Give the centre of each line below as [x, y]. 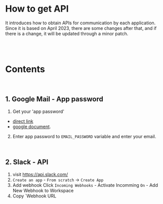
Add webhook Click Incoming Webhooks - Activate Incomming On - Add [85, 185]
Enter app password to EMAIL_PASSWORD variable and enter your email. [84, 136]
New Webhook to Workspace [43, 190]
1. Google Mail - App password [54, 99]
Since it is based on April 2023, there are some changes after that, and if [81, 28]
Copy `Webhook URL [34, 196]
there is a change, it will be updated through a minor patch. [67, 33]
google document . [32, 127]
